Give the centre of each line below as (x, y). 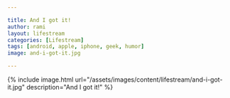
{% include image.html (40, 80)
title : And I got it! (39, 20)
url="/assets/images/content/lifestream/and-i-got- (149, 80)
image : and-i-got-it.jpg (44, 53)
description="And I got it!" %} (70, 87)
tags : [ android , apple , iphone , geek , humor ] (76, 47)
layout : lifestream (36, 33)
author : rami (27, 27)
